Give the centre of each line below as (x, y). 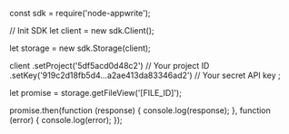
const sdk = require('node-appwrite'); (80, 13)
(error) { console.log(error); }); (66, 120)
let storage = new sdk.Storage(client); (80, 48)
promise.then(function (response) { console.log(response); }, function (140, 110)
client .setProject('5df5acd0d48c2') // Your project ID (110, 66)
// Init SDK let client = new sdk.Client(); (82, 30)
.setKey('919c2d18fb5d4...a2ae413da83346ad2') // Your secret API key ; (145, 75)
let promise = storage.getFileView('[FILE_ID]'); (95, 93)
